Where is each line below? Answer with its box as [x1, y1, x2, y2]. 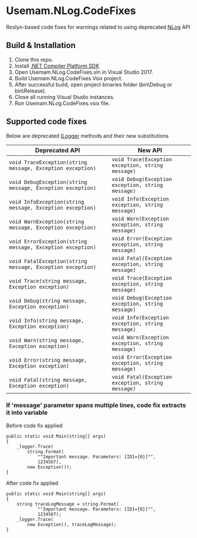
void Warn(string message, [9, 337, 84, 343]
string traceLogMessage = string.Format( [16, 501, 119, 507]
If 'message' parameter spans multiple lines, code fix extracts [6, 401, 186, 410]
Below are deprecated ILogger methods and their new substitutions [6, 132, 169, 139]
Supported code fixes [6, 117, 87, 127]
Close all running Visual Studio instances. [14, 93, 115, 100]
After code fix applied [6, 479, 59, 486]
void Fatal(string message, [9, 376, 87, 383]
